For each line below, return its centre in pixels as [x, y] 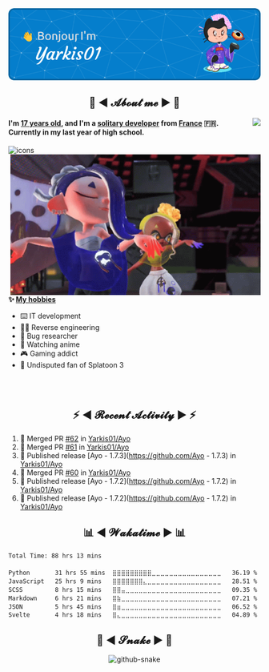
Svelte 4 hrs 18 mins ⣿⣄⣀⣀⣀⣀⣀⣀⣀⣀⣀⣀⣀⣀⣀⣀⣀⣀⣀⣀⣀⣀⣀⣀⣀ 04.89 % [133, 615]
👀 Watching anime [50, 344]
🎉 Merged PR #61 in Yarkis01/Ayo [74, 447]
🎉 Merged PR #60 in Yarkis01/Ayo [75, 473]
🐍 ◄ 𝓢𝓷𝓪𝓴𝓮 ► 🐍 [134, 640]
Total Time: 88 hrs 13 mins [55, 556]
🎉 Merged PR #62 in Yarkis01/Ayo [75, 438]
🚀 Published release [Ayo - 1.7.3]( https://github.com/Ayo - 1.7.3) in [128, 455]
